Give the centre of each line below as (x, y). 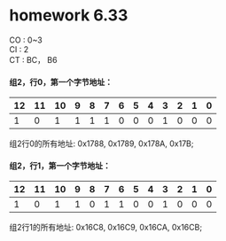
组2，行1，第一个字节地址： (60, 166)
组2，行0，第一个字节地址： (61, 82)
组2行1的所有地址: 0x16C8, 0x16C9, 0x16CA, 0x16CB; (105, 228)
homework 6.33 (69, 16)
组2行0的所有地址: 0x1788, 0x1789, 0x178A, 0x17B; (101, 144)
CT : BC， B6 (33, 59)
